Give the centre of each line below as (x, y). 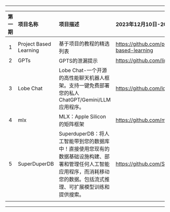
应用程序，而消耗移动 (84, 172)
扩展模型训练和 (92, 187)
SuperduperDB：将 (82, 134)
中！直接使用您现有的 (84, 149)
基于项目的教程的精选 (84, 44)
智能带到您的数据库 (87, 141)
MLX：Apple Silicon (82, 116)
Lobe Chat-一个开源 (83, 70)
